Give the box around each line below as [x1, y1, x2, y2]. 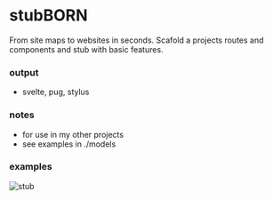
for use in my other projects [21, 129, 124, 140]
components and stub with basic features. [9, 44, 164, 54]
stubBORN [9, 5, 88, 26]
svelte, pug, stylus [21, 86, 90, 98]
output [9, 66, 39, 78]
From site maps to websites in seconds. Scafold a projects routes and [9, 35, 264, 45]
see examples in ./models [21, 139, 116, 149]
